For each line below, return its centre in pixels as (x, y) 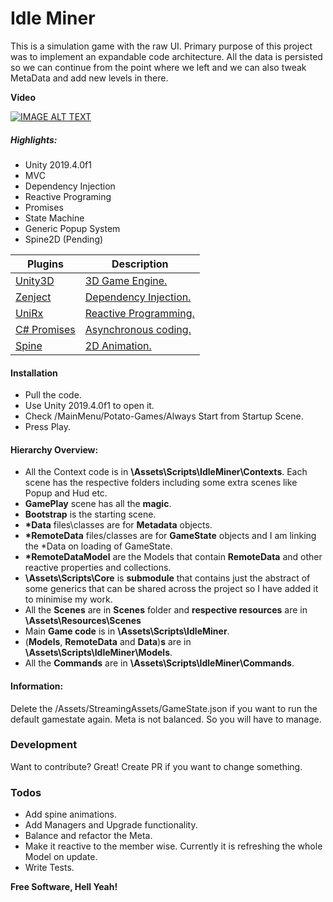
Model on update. (61, 857)
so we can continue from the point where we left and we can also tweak (158, 67)
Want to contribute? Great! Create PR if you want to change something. (156, 766)
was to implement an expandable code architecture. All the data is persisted (166, 56)
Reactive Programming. (139, 313)
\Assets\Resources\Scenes (83, 621)
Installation (34, 373)
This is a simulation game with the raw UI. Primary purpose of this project (161, 46)
